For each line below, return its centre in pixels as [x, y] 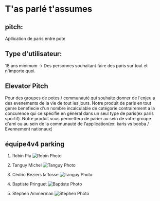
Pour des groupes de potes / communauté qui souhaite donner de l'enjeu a [80, 98]
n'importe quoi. [20, 71]
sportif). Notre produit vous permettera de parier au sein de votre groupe [78, 118]
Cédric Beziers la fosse [35, 175]
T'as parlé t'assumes [49, 9]
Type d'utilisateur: [34, 54]
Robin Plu [22, 156]
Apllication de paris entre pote [35, 38]
